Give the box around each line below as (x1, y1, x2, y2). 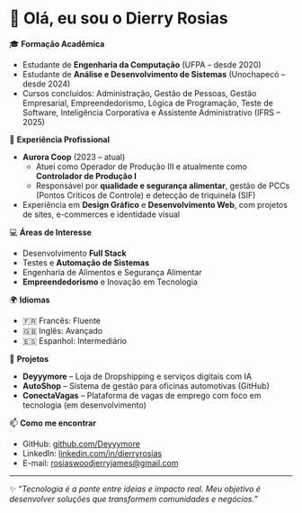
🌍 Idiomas (9, 294, 50, 305)
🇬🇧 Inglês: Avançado (22, 325, 103, 336)
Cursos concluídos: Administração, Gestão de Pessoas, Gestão (22, 87, 257, 98)
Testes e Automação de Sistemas (22, 256, 150, 268)
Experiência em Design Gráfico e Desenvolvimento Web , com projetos (22, 199, 288, 210)
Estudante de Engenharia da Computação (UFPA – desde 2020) (22, 58, 262, 70)
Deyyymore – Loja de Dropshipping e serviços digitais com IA (22, 371, 253, 382)
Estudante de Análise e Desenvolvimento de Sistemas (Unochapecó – (22, 68, 286, 79)
